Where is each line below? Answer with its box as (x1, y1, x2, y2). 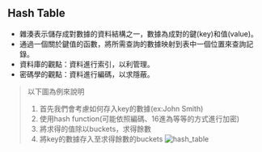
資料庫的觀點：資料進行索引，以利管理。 (19, 59, 154, 69)
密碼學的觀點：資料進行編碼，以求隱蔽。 (19, 69, 154, 79)
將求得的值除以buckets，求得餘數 (39, 124, 151, 133)
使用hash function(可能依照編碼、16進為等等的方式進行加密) (39, 113, 240, 124)
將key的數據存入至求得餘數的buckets (39, 133, 163, 144)
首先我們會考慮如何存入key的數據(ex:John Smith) (39, 103, 204, 113)
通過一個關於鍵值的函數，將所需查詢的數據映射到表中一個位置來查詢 (19, 39, 247, 49)
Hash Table (7, 6, 65, 20)
